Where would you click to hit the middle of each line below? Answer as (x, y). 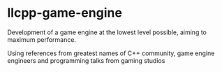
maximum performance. (42, 39)
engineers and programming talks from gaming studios (86, 60)
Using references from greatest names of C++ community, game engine (111, 53)
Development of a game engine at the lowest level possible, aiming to (107, 32)
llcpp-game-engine (65, 13)
